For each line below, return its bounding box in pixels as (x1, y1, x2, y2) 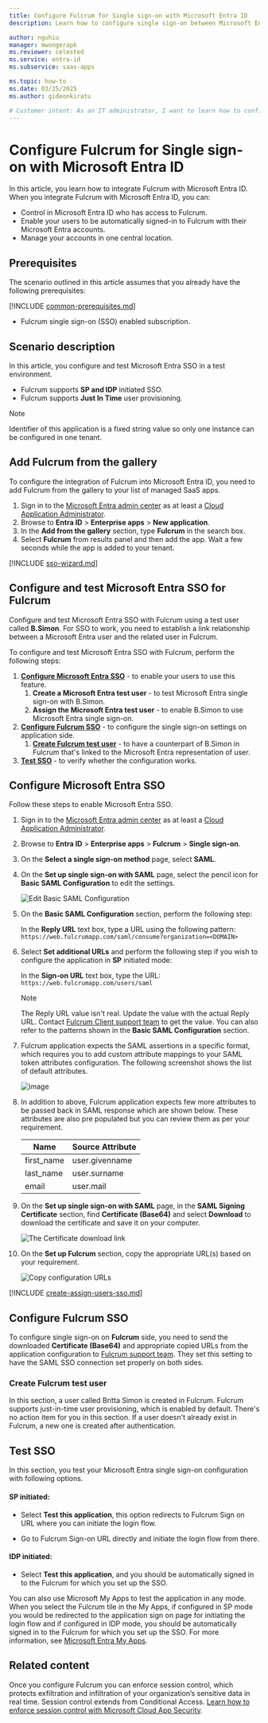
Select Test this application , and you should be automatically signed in (20, 1569, 254, 1579)
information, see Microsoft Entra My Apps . (9, 1635, 148, 1645)
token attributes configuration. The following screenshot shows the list (20, 1058, 252, 1067)
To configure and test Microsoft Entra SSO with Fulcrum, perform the (9, 647, 235, 657)
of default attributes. (20, 1066, 88, 1076)
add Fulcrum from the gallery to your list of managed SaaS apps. (9, 485, 221, 494)
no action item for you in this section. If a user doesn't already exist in (9, 1413, 237, 1422)
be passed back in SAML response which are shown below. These (20, 1105, 239, 1115)
